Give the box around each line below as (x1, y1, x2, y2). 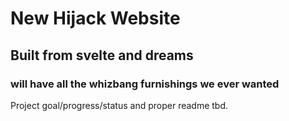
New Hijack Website (10, 7, 181, 30)
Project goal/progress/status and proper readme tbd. (10, 99, 229, 111)
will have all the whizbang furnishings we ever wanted (10, 77, 280, 91)
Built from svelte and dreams (10, 47, 194, 64)
